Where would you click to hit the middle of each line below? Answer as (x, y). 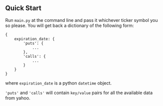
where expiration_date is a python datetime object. (58, 83)
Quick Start (23, 8)
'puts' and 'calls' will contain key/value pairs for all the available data (79, 93)
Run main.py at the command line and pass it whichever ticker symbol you (81, 20)
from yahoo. (18, 98)
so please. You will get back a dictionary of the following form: (70, 25)
